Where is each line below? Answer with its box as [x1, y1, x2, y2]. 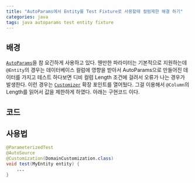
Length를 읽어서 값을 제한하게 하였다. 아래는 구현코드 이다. [6, 88, 140, 95]
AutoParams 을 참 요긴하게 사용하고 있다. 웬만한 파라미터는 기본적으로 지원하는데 [6, 59, 187, 66]
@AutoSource [6, 150, 35, 156]
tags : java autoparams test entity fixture [6, 19, 114, 25]
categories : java [6, 14, 49, 20]
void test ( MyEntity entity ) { [6, 161, 80, 167]
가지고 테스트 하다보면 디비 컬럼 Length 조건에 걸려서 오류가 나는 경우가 [21, 74, 186, 81]
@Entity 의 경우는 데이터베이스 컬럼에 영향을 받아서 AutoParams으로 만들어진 [6, 67, 183, 74]
